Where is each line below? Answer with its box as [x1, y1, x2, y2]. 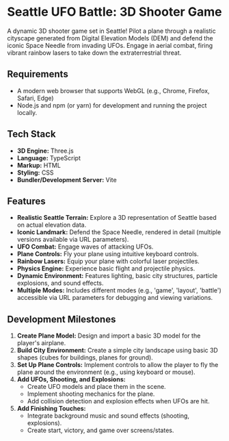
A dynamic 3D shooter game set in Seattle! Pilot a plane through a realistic [7, 27, 217, 35]
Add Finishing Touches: [16, 405, 87, 413]
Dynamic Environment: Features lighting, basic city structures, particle [16, 272, 218, 280]
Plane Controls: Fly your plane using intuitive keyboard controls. [16, 250, 199, 258]
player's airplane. [16, 339, 66, 347]
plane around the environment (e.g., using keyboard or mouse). [16, 368, 196, 377]
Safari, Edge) [16, 94, 54, 102]
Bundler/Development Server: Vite [16, 175, 118, 184]
